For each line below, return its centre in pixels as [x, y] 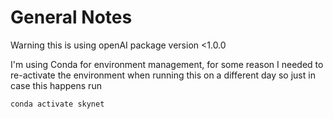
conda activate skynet [57, 104]
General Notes [71, 17]
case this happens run [56, 85]
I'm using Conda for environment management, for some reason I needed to [167, 64]
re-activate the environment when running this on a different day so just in [163, 75]
